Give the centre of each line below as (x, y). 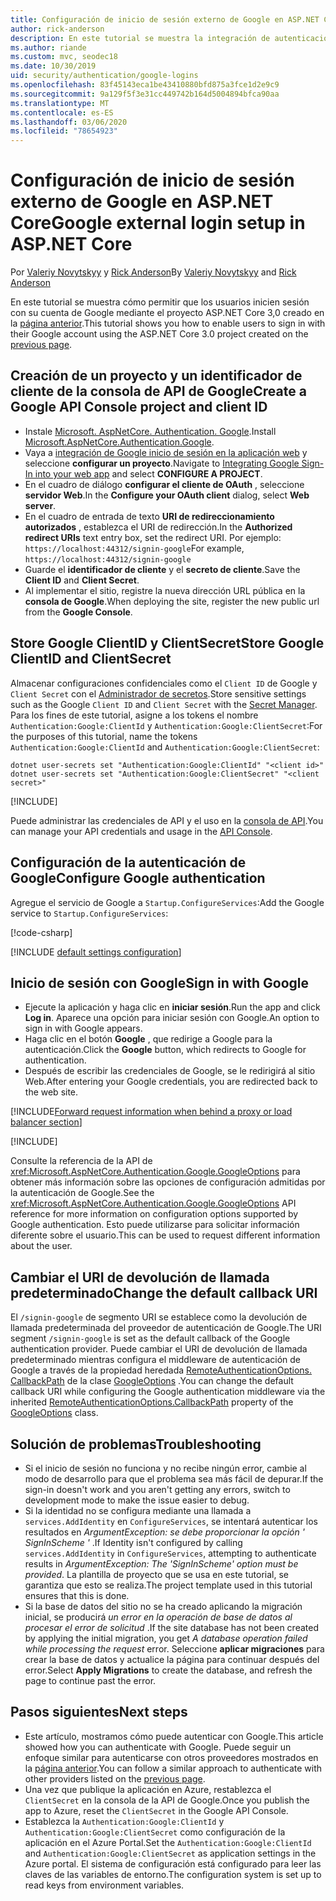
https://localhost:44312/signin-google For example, (134, 548)
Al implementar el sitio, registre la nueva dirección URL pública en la (165, 590)
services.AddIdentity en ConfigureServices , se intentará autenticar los (171, 1521)
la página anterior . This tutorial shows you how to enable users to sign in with (168, 323)
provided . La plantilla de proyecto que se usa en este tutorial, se (156, 1574)
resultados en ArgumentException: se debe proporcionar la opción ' (164, 1532)
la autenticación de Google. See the (82, 1193)
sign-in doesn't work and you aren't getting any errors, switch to (157, 1489)
